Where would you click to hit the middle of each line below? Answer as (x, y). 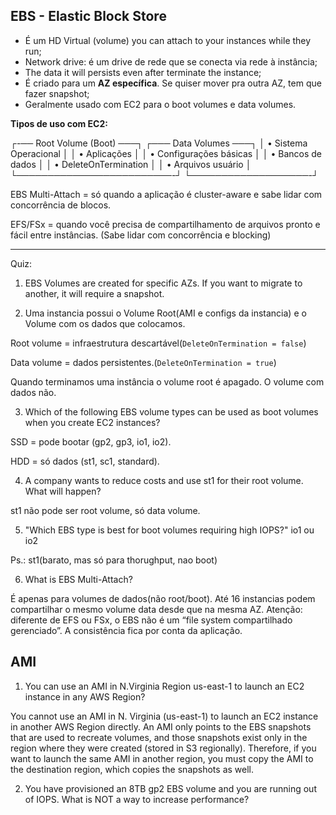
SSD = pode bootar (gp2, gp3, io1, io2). (91, 441)
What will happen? (63, 491)
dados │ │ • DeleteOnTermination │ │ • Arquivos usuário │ (131, 164)
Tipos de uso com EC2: (59, 123)
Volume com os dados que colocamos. (105, 323)
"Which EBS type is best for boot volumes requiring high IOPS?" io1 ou (169, 530)
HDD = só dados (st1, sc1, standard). (85, 461)
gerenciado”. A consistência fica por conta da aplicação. (126, 630)
